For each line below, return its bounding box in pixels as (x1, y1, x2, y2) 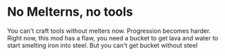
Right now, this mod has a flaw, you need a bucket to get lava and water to (7, 33, 219, 42)
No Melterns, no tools (7, 4, 133, 20)
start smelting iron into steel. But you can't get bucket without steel (7, 41, 198, 49)
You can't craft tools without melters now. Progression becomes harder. (7, 27, 211, 35)
